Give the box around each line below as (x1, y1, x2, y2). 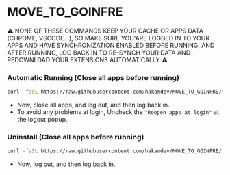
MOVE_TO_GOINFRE (7, 4, 123, 20)
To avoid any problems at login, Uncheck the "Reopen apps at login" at (16, 108, 220, 116)
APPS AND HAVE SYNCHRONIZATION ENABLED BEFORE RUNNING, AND (7, 41, 215, 49)
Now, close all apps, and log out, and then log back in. (16, 100, 170, 109)
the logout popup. (16, 116, 68, 124)
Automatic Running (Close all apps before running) (7, 72, 180, 82)
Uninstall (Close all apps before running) (7, 133, 144, 142)
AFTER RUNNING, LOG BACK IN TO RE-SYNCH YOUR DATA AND (7, 49, 191, 57)
